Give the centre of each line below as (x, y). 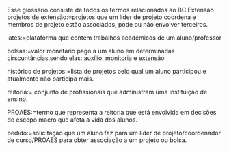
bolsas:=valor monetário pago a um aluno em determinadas (91, 51)
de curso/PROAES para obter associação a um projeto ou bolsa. (97, 140)
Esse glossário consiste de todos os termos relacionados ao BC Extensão (110, 10)
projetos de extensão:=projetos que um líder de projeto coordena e (102, 17)
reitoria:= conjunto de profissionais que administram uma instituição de (107, 92)
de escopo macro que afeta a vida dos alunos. (72, 120)
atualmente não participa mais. (51, 79)
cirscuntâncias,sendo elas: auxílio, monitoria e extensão (86, 58)
